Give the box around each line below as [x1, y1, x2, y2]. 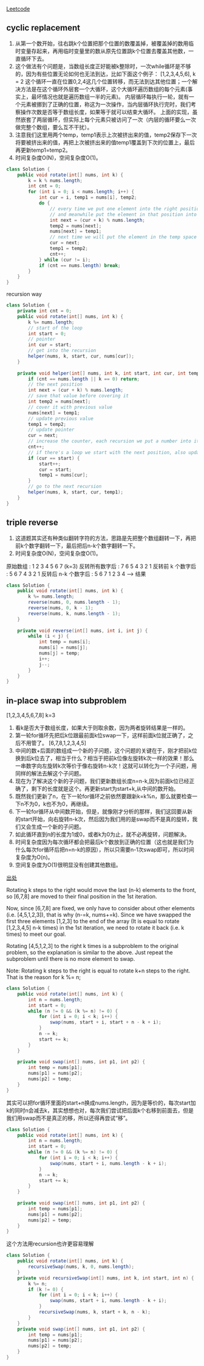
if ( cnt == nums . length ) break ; [38, 262, 121, 269]
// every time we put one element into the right [49, 205, 178, 212]
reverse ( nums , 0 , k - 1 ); [28, 605, 94, 611]
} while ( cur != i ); [38, 257, 91, 263]
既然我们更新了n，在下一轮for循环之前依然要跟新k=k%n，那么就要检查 [15, 793, 192, 800]
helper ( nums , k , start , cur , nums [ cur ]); [28, 353, 135, 359]
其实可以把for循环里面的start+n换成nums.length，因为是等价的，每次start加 [6, 1099, 196, 1106]
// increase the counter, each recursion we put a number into [28, 438, 191, 444]
